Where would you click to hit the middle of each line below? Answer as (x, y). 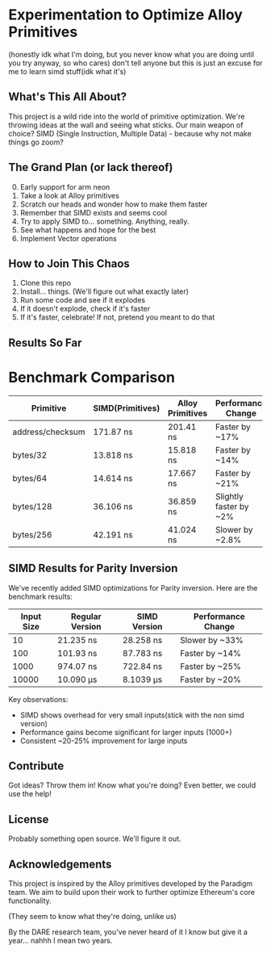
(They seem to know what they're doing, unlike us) (93, 916)
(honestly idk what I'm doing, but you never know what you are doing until (131, 54)
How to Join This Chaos (69, 263)
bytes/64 (30, 478)
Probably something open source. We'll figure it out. (95, 839)
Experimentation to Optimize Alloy (126, 15)
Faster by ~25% (211, 666)
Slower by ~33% (212, 640)
